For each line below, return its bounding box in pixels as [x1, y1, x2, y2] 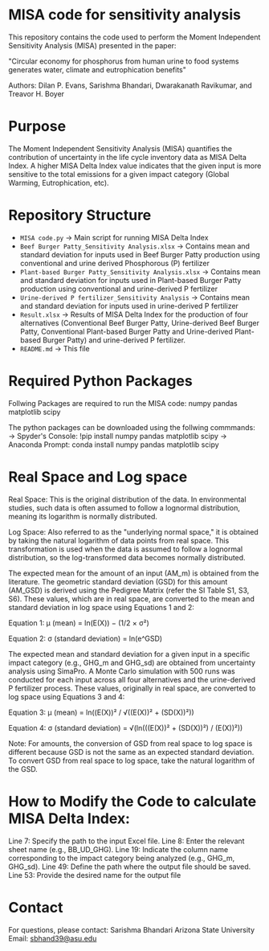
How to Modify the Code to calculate [8, 792, 257, 810]
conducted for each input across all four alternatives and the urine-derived [8, 674, 255, 684]
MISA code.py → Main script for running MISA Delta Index [19, 232, 209, 242]
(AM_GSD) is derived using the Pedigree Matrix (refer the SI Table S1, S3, [8, 585, 250, 595]
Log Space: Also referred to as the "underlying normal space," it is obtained [8, 527, 259, 536]
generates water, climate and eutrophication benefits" [8, 64, 186, 74]
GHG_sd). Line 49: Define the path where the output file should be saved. [8, 862, 251, 871]
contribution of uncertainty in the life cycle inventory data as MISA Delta [8, 152, 247, 162]
